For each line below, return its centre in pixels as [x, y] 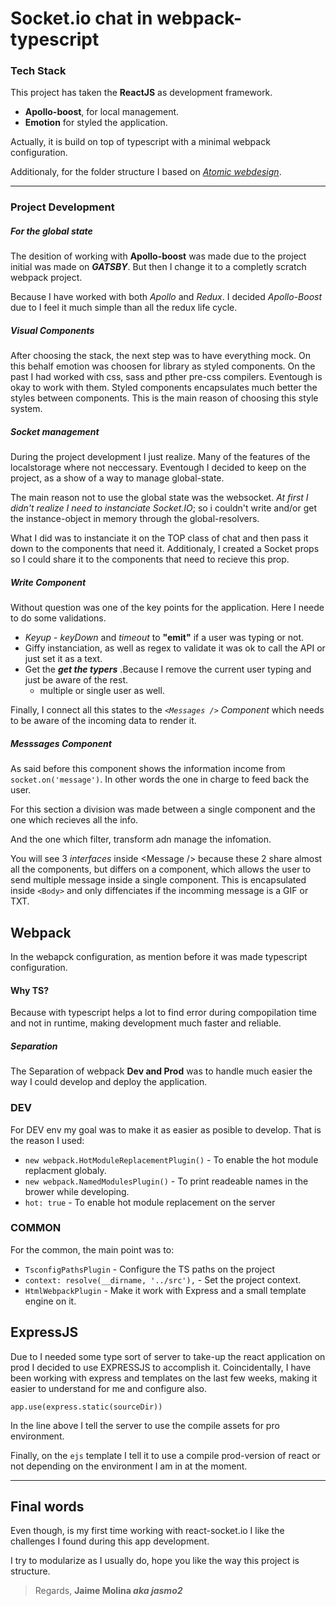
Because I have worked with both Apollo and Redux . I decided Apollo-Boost [166, 297]
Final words [47, 1507]
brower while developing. [77, 1191]
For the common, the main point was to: [92, 1249]
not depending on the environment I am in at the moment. [129, 1466]
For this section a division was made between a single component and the [163, 809]
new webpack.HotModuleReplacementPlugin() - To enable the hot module [171, 1159]
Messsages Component [61, 743]
